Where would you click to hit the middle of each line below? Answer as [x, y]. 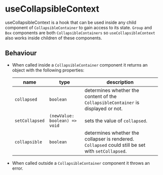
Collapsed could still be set [115, 145]
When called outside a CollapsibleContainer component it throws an [81, 163]
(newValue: [62, 116]
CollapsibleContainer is [112, 102]
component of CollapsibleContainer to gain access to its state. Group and [78, 27]
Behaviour [21, 53]
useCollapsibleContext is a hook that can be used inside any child [71, 22]
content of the [101, 96]
